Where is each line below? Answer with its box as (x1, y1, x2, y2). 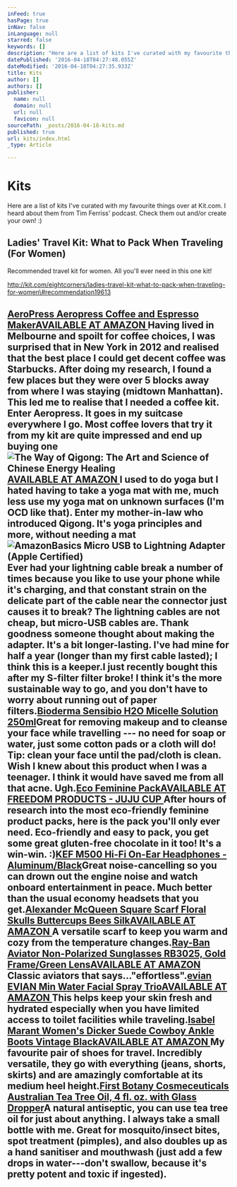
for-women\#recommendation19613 (7, 287, 111, 296)
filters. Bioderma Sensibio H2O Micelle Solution (7, 705, 219, 717)
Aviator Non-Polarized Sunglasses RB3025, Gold (7, 948, 226, 960)
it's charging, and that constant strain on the (7, 584, 207, 596)
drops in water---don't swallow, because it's (7, 1157, 207, 1169)
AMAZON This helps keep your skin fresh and (7, 992, 212, 1004)
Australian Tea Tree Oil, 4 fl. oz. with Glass (7, 1091, 197, 1103)
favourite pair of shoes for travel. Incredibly (7, 1047, 202, 1059)
